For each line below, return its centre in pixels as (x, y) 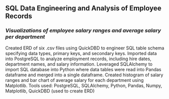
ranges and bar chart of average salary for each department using (74, 80)
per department (25, 37)
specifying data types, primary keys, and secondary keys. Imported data (81, 53)
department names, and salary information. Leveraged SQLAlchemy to (79, 64)
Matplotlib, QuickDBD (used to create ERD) (50, 91)
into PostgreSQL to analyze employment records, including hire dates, (78, 59)
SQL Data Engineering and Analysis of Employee (83, 8)
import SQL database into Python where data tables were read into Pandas (83, 69)
